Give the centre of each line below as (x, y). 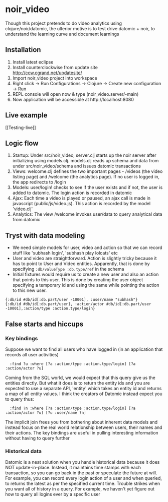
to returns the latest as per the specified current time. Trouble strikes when (83, 484)
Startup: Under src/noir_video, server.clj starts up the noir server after (84, 155)
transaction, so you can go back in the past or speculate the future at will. (81, 473)
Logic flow (22, 143)
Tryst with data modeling (45, 235)
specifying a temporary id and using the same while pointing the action (86, 285)
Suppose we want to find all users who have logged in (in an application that (84, 349)
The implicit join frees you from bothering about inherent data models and (81, 422)
